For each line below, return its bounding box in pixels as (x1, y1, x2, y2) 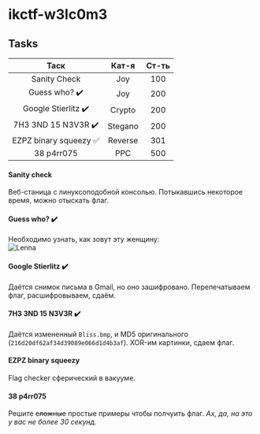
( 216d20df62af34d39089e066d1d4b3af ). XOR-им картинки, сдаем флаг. (8, 337, 235, 347)
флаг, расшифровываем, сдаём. (8, 290, 116, 300)
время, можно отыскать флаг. (8, 195, 110, 206)
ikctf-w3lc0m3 (8, 6, 108, 24)
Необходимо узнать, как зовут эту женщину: (8, 235, 160, 244)
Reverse (107, 135, 139, 146)
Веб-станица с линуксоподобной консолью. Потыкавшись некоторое (8, 187, 243, 197)
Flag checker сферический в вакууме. (8, 373, 136, 383)
